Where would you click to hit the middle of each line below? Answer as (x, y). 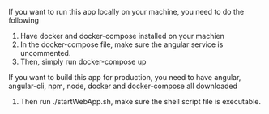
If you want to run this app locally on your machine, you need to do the (126, 12)
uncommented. (45, 53)
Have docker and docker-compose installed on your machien (122, 36)
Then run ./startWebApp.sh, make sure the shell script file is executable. (141, 101)
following (23, 20)
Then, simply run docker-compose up (83, 61)
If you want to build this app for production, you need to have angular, (125, 77)
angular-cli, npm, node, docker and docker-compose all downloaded (123, 86)
